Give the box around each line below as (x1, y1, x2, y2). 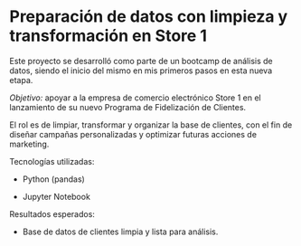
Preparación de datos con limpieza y (9, 6, 288, 27)
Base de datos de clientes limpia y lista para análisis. (22, 226, 219, 237)
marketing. (9, 138, 50, 149)
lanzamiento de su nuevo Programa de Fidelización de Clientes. (9, 101, 247, 112)
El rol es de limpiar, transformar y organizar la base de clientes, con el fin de (9, 119, 293, 130)
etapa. (9, 74, 33, 85)
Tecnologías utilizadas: (9, 156, 95, 166)
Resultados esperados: (9, 208, 95, 219)
